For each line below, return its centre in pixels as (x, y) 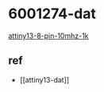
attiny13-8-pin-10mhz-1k (48, 36)
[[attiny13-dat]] (44, 79)
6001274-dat (52, 14)
